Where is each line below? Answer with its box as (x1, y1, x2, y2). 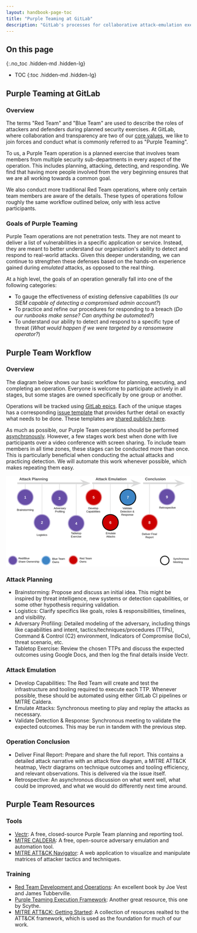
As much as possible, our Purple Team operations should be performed (6, 426, 179, 434)
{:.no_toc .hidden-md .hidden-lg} (6, 60, 86, 67)
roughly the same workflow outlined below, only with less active (6, 198, 161, 205)
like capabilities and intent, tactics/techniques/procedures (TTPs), (14, 627, 174, 634)
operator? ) (14, 331, 40, 338)
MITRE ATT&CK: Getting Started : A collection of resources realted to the (14, 908, 189, 915)
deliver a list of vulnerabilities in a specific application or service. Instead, (6, 239, 184, 246)
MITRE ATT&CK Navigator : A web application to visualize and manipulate (14, 849, 191, 856)
